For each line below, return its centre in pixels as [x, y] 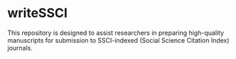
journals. [20, 48]
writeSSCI [37, 13]
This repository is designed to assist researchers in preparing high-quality [116, 33]
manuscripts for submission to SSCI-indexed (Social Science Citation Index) [118, 40]
